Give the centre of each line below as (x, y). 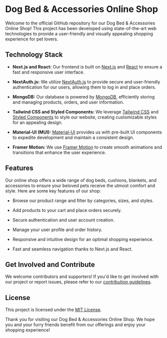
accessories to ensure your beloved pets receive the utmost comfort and (80, 185)
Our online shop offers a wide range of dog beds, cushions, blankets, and (81, 180)
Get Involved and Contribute (50, 264)
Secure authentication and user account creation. (63, 220)
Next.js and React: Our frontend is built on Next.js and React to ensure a (87, 66)
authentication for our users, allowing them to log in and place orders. (84, 87)
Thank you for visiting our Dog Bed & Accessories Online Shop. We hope (80, 319)
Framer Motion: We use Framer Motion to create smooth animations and (87, 147)
